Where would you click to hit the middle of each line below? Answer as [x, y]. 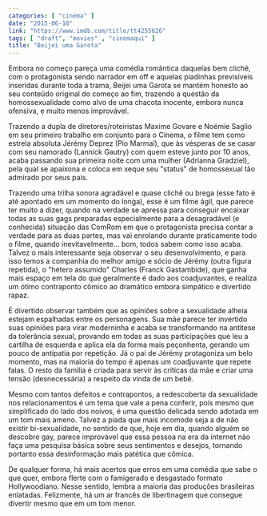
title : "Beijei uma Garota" [55, 46]
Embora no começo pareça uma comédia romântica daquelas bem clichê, [130, 68]
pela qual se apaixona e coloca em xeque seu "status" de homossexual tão [132, 169]
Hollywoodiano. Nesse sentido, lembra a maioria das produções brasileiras [132, 486]
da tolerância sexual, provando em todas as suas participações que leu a [128, 337]
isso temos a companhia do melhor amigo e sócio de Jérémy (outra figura [130, 261]
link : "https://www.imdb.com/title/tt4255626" [87, 30]
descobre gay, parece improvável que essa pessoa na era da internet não [129, 437]
